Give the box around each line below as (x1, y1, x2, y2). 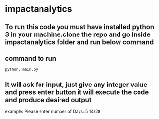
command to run (5, 54, 57, 63)
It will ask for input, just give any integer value (5, 80, 148, 88)
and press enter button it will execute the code (5, 88, 149, 96)
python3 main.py (5, 67, 38, 72)
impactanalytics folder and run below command (5, 38, 154, 46)
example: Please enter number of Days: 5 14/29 (5, 108, 101, 115)
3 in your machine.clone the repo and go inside (5, 30, 151, 38)
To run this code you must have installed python (5, 23, 155, 31)
